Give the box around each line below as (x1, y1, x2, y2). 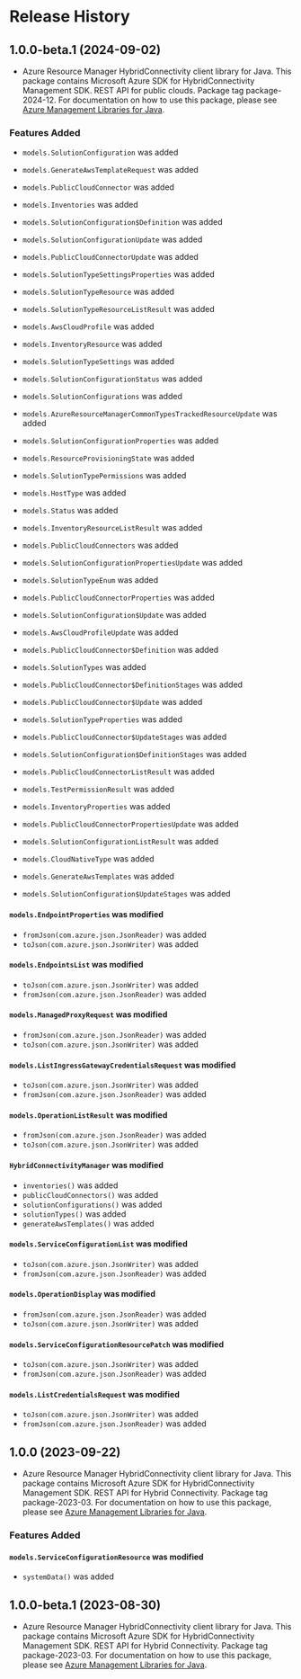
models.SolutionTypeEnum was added (22, 575, 159, 585)
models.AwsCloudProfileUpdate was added (22, 627, 179, 638)
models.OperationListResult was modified (9, 1109, 168, 1121)
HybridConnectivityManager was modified (9, 1159, 164, 1170)
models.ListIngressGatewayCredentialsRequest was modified (9, 1059, 236, 1070)
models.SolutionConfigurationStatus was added (22, 373, 203, 384)
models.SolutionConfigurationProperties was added (22, 435, 219, 446)
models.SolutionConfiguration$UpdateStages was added (22, 889, 231, 899)
